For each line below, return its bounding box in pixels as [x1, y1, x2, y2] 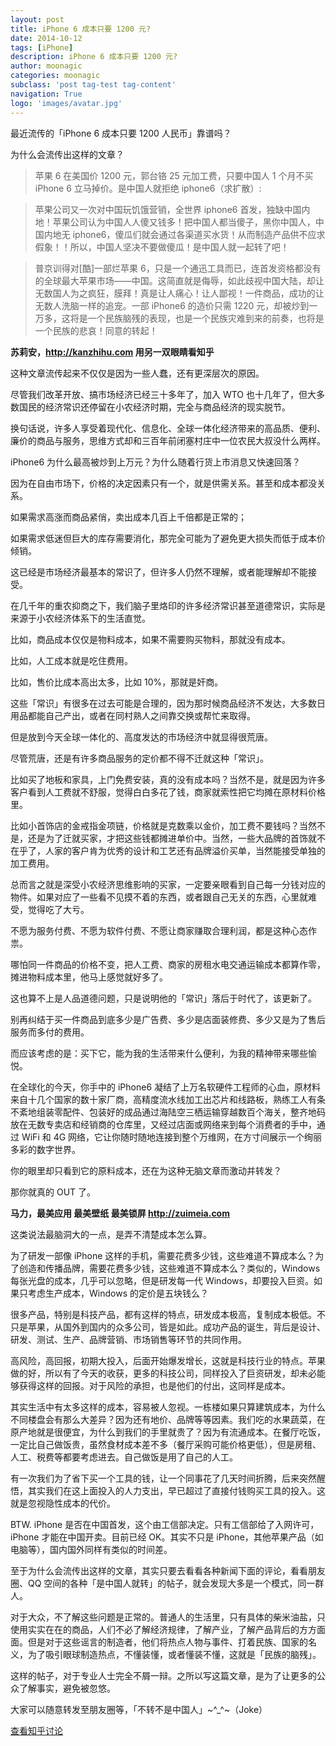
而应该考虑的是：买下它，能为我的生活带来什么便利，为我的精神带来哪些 [10, 1047, 308, 1059]
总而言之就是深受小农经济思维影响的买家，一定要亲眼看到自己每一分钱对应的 [10, 878, 326, 890]
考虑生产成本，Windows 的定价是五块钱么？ [27, 1287, 209, 1299]
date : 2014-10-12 [10, 33, 83, 43]
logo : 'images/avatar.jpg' [10, 98, 123, 108]
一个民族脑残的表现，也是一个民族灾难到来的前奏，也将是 [87, 312, 325, 324]
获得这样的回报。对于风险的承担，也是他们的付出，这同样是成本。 [18, 1379, 291, 1391]
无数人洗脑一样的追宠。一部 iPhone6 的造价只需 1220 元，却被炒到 [34, 299, 310, 311]
